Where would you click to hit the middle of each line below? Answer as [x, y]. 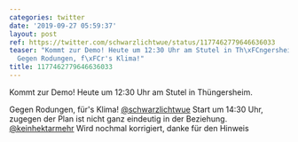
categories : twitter [47, 17]
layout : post [33, 34]
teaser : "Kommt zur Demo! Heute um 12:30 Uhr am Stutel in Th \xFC [134, 51]
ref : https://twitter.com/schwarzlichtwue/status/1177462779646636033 [142, 42]
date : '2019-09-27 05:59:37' [63, 26]
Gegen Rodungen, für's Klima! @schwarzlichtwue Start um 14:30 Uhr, [136, 109]
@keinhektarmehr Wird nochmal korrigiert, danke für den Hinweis [129, 128]
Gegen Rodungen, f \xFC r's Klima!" [81, 59]
